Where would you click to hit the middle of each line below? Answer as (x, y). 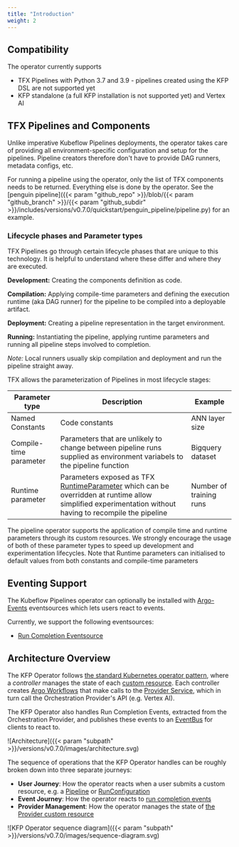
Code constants (87, 423)
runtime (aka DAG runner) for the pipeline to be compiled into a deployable (117, 302)
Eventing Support (47, 583)
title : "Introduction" (41, 14)
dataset (204, 457)
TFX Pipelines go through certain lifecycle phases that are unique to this (113, 251)
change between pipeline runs (111, 448)
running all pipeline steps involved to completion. (79, 345)
